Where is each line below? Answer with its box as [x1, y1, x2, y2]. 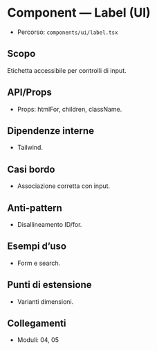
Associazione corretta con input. [17, 182, 111, 190]
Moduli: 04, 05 [17, 336, 59, 344]
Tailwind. [17, 144, 44, 152]
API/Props [7, 87, 52, 99]
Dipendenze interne [7, 125, 95, 137]
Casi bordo [7, 163, 55, 175]
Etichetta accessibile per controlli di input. [7, 66, 127, 74]
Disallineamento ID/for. [17, 221, 82, 228]
